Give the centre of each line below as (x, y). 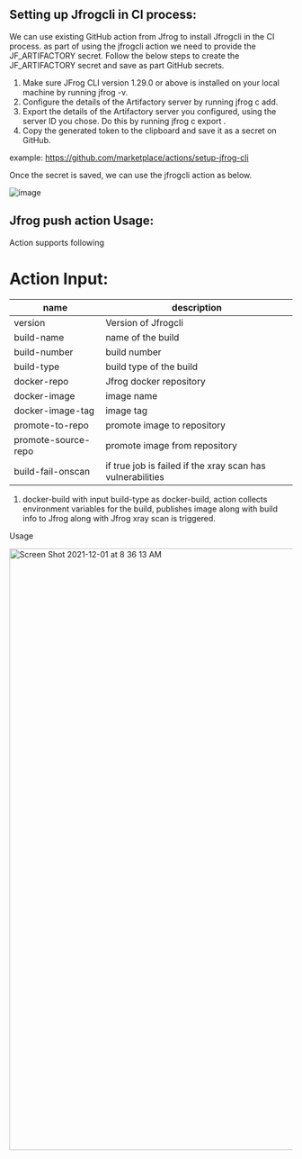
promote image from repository (172, 445)
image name (132, 395)
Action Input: (59, 279)
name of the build (142, 337)
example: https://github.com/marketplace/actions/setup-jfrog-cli (129, 158)
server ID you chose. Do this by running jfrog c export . (124, 121)
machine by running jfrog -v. (75, 92)
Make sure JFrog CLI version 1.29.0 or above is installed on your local (151, 82)
